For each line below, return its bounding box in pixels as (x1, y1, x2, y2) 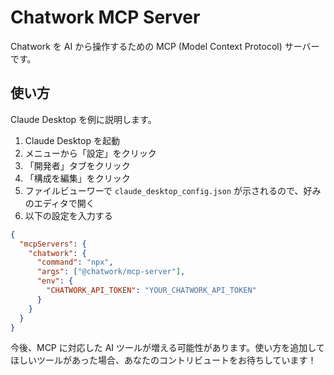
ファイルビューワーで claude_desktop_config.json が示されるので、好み (24, 184, 322, 196)
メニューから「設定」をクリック (24, 147, 157, 159)
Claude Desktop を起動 (24, 134, 120, 146)
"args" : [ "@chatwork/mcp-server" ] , (36, 267, 186, 277)
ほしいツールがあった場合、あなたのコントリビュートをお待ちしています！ (10, 354, 317, 366)
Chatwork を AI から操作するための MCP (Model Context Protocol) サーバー (10, 40, 320, 52)
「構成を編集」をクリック (24, 172, 131, 184)
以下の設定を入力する (24, 209, 113, 221)
